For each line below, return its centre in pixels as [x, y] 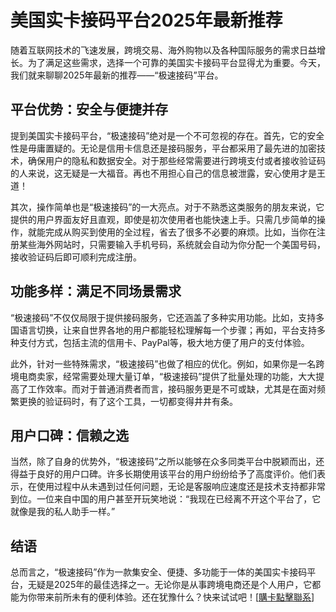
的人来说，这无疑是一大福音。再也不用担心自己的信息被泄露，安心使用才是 [163, 173]
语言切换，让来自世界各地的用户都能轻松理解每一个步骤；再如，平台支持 [167, 330]
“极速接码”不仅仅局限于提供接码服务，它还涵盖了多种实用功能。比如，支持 [163, 317]
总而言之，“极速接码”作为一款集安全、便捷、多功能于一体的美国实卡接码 [159, 572]
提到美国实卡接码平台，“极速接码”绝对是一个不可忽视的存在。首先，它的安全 [167, 135]
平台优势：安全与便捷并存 [89, 109]
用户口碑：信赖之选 [69, 435]
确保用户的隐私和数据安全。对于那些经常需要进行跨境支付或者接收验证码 [176, 160]
